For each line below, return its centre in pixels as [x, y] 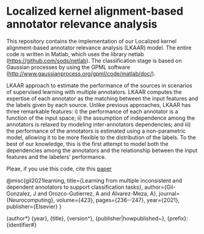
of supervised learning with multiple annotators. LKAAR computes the [94, 92]
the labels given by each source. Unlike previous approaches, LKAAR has [99, 104]
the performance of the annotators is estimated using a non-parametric [96, 131]
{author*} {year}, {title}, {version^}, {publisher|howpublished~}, [86, 218]
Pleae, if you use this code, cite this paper [59, 169]
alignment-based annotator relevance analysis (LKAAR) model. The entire [99, 48]
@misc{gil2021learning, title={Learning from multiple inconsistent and [94, 180]
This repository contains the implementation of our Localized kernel [92, 41]
